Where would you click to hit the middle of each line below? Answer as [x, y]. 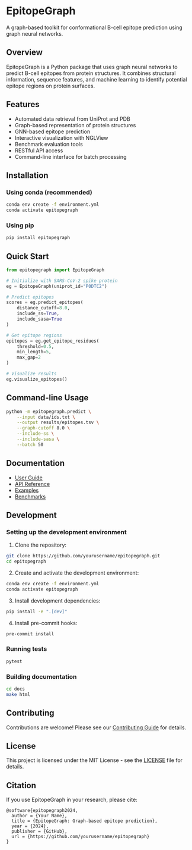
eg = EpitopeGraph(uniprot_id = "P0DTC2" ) [57, 286]
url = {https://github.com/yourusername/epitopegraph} [81, 837]
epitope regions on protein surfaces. [51, 86]
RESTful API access [39, 150]
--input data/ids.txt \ [46, 417]
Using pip [20, 225]
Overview [25, 53]
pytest [14, 661]
